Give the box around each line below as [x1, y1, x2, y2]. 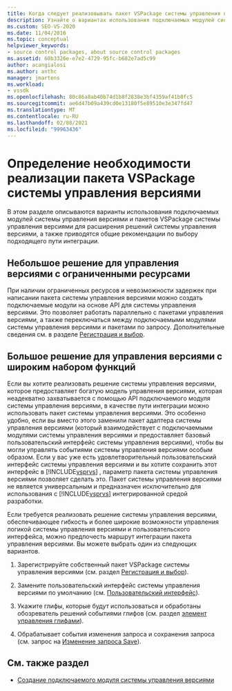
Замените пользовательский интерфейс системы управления [17, 581, 200, 589]
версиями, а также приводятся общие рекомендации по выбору [7, 229, 198, 238]
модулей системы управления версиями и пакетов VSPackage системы [7, 215, 221, 223]
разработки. [7, 497, 43, 505]
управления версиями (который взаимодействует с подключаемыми [7, 423, 213, 432]
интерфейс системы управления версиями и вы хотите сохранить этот [7, 460, 217, 468]
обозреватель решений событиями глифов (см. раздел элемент [17, 609, 207, 617]
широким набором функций [7, 361, 136, 373]
